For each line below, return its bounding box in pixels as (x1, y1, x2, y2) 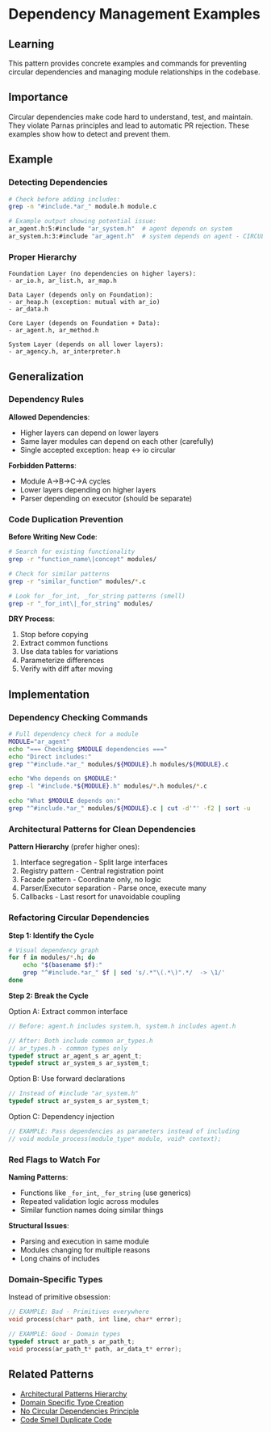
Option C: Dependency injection (8, 1112, 115, 1122)
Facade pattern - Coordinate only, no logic (19, 875, 161, 885)
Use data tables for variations (19, 647, 119, 657)
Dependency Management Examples (8, 5, 261, 23)
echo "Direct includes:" (8, 753, 92, 761)
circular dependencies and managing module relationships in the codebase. (8, 67, 261, 77)
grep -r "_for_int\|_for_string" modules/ (8, 599, 153, 607)
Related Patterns (8, 1367, 94, 1381)
